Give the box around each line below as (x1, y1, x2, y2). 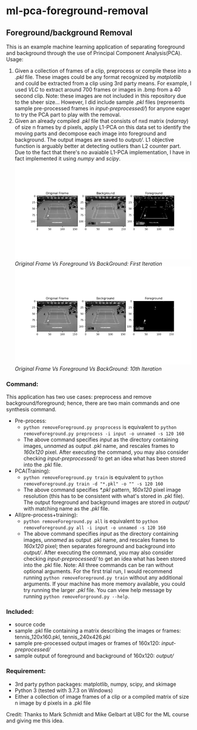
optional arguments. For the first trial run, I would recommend (23, 568, 172, 575)
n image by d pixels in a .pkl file (14, 699, 91, 706)
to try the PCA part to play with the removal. (14, 111, 121, 118)
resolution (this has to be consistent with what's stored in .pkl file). (23, 492, 185, 499)
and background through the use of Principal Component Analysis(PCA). (6, 50, 182, 57)
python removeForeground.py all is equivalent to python (23, 518, 159, 525)
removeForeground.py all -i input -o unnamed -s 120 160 (23, 525, 166, 531)
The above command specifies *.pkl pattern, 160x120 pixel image (23, 486, 181, 493)
